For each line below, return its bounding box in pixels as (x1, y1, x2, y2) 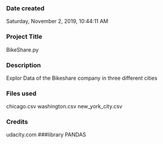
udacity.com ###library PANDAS (6, 131, 87, 138)
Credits (6, 118, 28, 126)
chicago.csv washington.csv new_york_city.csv (6, 103, 122, 110)
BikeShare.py (6, 46, 39, 53)
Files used (6, 89, 37, 98)
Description (6, 61, 41, 69)
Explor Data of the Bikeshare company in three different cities (6, 74, 158, 82)
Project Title (6, 33, 43, 41)
